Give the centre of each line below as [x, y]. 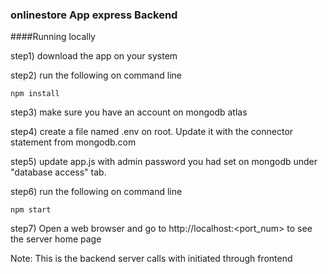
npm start [31, 210]
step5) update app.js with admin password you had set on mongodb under [164, 162]
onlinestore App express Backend [94, 15]
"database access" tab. [58, 172]
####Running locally [53, 37]
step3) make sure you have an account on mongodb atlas [129, 112]
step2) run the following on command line [96, 75]
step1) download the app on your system [94, 56]
